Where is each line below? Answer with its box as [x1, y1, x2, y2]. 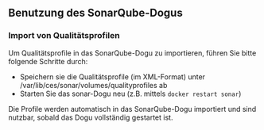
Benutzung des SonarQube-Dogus [8, 6, 183, 20]
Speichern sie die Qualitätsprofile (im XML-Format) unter [19, 71, 205, 82]
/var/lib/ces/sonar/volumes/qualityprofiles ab [19, 80, 168, 90]
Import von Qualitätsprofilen [8, 30, 121, 41]
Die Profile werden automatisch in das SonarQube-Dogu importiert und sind [8, 104, 257, 113]
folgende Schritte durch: [8, 56, 88, 66]
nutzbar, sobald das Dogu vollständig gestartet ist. [8, 113, 173, 122]
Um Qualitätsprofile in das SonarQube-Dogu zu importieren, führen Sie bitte [8, 48, 257, 58]
